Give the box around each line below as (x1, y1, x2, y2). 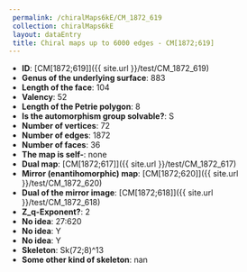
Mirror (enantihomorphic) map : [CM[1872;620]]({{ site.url (21, 168, 239, 179)
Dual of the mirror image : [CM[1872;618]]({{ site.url (21, 187, 214, 198)
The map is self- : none (21, 150, 107, 160)
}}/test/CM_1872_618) (21, 197, 101, 208)
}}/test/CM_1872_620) (21, 177, 103, 189)
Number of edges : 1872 (21, 130, 111, 141)
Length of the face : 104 (21, 82, 110, 93)
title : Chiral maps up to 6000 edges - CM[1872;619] (12, 38, 215, 48)
